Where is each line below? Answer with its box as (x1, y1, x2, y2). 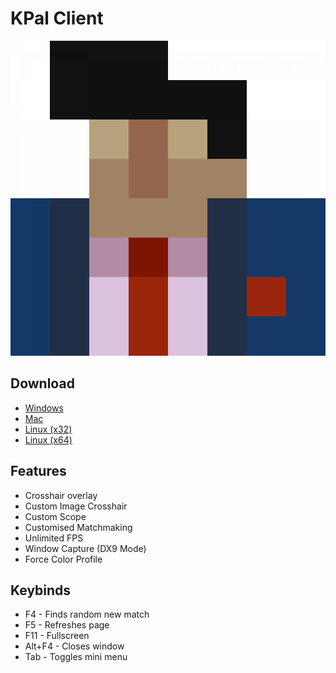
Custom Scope (24, 510, 87, 522)
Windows (24, 402, 64, 414)
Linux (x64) (24, 433, 73, 446)
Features (10, 463, 67, 480)
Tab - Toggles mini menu (24, 651, 128, 663)
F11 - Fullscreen (24, 630, 90, 642)
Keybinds (10, 582, 72, 599)
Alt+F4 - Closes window (24, 640, 125, 652)
